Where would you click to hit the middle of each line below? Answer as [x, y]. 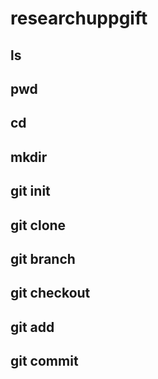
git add [32, 327]
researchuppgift [79, 18]
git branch [43, 258]
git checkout [50, 293]
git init [30, 191]
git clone [38, 225]
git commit [44, 361]
